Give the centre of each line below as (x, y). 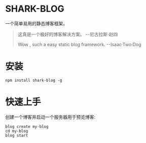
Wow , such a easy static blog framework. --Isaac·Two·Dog (79, 44)
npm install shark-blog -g (34, 80)
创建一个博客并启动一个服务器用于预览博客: (50, 117)
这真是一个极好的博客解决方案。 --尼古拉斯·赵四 (68, 34)
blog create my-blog (27, 127)
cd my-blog (17, 131)
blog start (17, 135)
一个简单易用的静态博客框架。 (36, 23)
